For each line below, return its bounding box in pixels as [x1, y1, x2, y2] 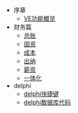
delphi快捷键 [23, 90, 59, 97]
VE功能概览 [23, 14, 56, 22]
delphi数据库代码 [23, 98, 71, 106]
